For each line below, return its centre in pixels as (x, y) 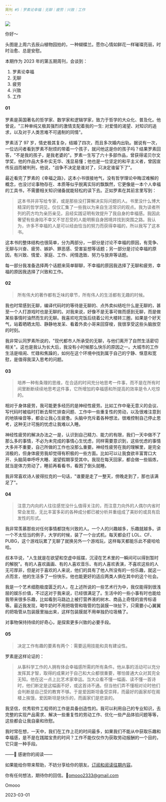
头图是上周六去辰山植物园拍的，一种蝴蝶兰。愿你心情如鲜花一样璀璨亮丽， (81, 44)
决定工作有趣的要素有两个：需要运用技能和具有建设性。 (73, 646)
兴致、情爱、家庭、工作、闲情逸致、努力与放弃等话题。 (74, 255)
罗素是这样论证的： (25, 656)
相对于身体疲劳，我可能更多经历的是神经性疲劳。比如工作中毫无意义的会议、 (83, 406)
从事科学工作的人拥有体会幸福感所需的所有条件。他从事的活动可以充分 (89, 667)
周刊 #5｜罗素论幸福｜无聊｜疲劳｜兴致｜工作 (45, 10)
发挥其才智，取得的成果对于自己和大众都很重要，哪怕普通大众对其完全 (89, 673)
